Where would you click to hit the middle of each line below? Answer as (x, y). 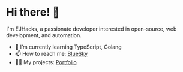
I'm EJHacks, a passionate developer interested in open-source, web (91, 29)
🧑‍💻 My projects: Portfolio (46, 62)
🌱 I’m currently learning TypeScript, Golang (68, 47)
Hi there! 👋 (33, 12)
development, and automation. (44, 35)
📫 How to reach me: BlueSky (51, 53)
